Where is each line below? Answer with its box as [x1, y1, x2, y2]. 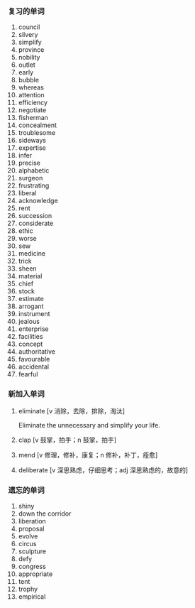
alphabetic [18, 166, 50, 175]
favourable [18, 355, 50, 364]
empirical [18, 592, 46, 601]
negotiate [18, 106, 47, 114]
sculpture [18, 547, 47, 555]
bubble [18, 76, 40, 85]
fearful [18, 370, 38, 379]
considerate [18, 219, 54, 228]
